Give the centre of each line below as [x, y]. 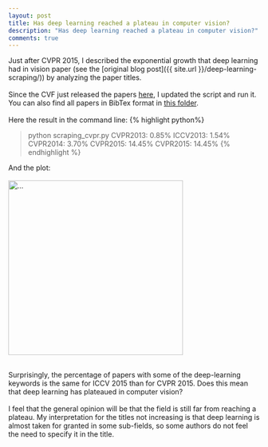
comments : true [33, 38]
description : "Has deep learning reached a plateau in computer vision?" [134, 30]
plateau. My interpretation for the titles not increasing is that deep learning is [134, 417]
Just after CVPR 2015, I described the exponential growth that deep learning [133, 61]
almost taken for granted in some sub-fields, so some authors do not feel [128, 426]
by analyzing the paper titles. [94, 77]
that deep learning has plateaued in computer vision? [96, 392]
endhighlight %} [54, 152]
